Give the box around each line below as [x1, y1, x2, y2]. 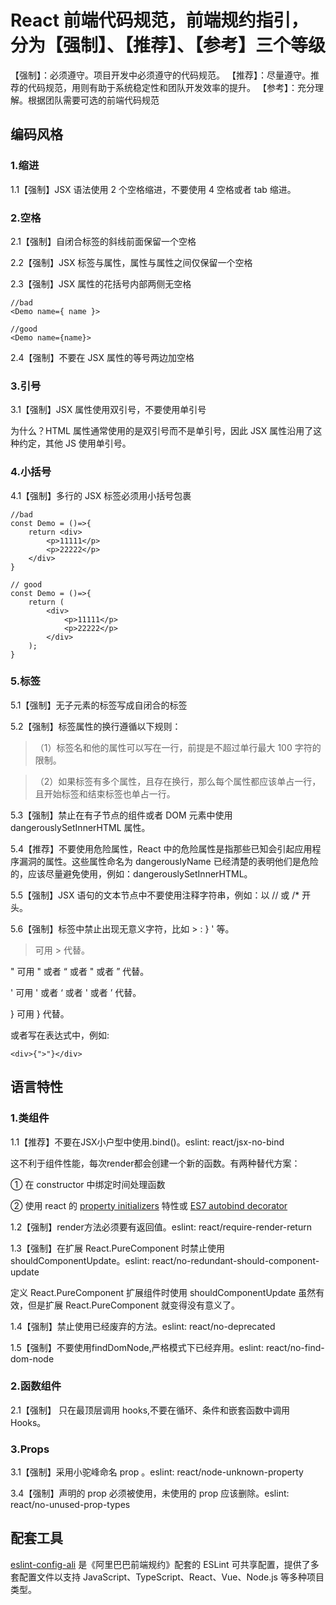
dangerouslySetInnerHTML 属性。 [10, 821, 151, 833]
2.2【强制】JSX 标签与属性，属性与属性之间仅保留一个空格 [10, 256, 253, 268]
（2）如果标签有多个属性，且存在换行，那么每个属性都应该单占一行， [34, 775, 322, 787]
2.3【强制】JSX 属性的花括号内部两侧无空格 [10, 277, 192, 290]
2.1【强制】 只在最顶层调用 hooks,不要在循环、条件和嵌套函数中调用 [10, 1404, 291, 1416]
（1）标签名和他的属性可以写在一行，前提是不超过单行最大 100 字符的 [34, 741, 322, 753]
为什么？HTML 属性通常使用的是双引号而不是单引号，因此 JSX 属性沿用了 [10, 425, 314, 437]
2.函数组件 [10, 1379, 62, 1393]
